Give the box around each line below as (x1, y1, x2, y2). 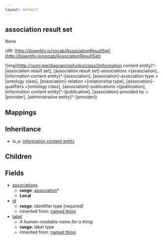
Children (5, 152, 32, 161)
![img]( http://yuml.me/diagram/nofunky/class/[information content (5, 62, 139, 69)
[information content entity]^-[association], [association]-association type (5, 73, 154, 79)
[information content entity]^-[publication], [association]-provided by (5, 89, 144, 95)
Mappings (5, 108, 37, 117)
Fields (5, 169, 24, 178)
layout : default (5, 7, 38, 12)
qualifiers (5, 84, 24, 90)
